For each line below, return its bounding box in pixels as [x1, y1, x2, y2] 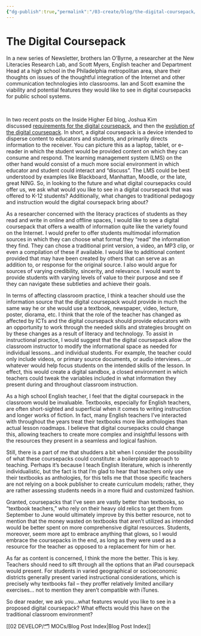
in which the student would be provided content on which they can [23, 147, 188, 155]
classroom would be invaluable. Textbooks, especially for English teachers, [6, 399, 191, 406]
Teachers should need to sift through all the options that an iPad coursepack [6, 561, 194, 568]
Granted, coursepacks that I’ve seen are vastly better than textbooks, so [6, 498, 184, 505]
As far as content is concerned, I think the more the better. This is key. [6, 555, 179, 562]
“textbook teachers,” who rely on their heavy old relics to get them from [6, 504, 183, 512]
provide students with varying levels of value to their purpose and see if [6, 274, 184, 281]
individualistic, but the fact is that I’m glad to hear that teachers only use [6, 468, 184, 475]
